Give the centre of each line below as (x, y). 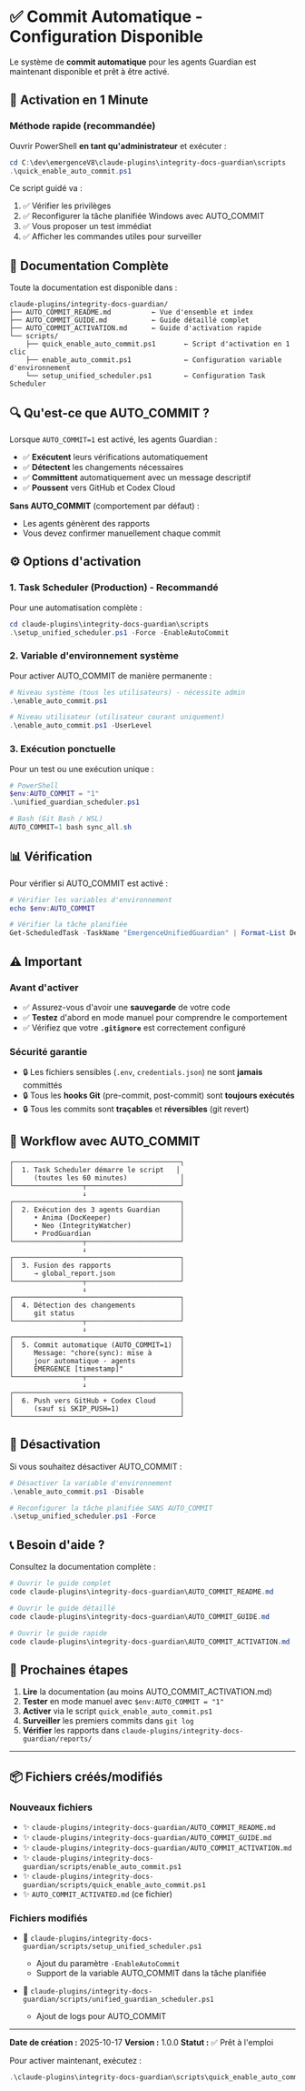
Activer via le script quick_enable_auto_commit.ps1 (118, 1711)
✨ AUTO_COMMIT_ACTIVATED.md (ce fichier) (97, 1894)
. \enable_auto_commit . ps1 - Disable (77, 1492)
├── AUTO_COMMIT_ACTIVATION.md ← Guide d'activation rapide (135, 328)
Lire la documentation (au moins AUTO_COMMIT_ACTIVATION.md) (147, 1692)
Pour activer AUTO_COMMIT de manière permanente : (111, 676)
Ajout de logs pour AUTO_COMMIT (101, 2016)
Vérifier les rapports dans (71, 1731)
